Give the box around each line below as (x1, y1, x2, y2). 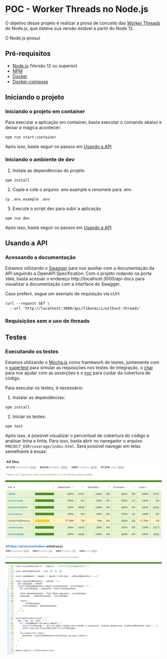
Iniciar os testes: (12, 414, 46, 420)
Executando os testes (5, 348, 59, 355)
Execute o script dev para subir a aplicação (12, 206, 101, 212)
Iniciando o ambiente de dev (5, 156, 75, 163)
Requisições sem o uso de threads (5, 318, 90, 325)
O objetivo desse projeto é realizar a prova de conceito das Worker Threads (5, 20, 161, 26)
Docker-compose (12, 78, 49, 84)
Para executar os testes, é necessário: (5, 385, 83, 391)
